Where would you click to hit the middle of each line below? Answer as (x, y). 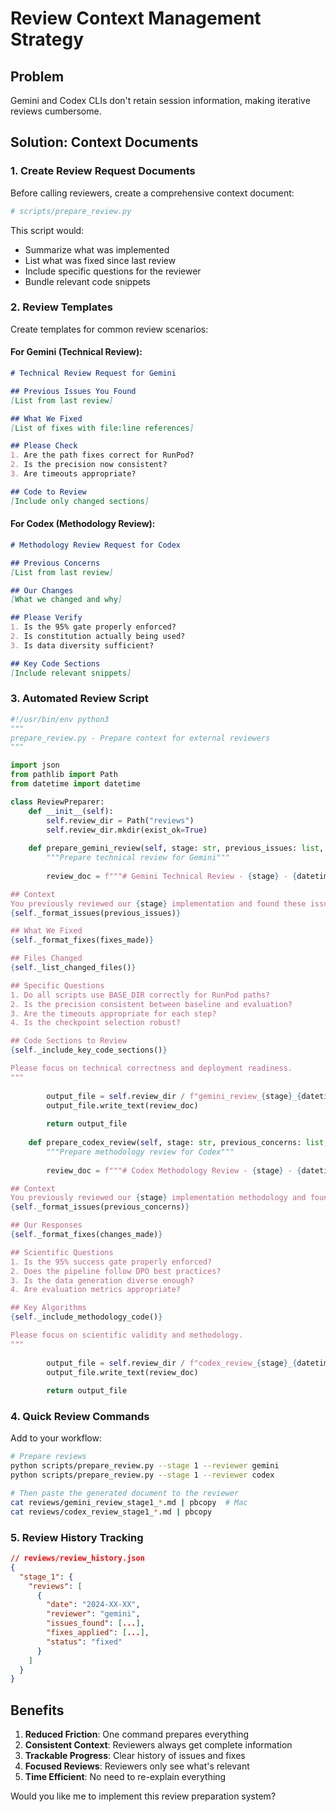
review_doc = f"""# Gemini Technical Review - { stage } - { (172, 876)
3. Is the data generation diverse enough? (102, 1280)
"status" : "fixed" (84, 1642)
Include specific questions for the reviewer (113, 271)
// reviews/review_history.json (77, 1558)
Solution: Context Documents (104, 142)
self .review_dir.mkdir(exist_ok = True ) (127, 830)
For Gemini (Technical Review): (76, 352)
